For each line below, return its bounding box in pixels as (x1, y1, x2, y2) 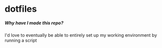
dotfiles (4, 3, 37, 15)
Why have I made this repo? (4, 20, 64, 25)
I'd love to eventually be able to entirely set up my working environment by (4, 32, 158, 38)
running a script (4, 38, 37, 44)
